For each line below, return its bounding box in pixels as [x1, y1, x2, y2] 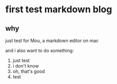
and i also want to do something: [5, 48, 74, 53]
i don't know [12, 63, 39, 69]
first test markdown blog [5, 4, 112, 15]
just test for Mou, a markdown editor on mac [5, 37, 99, 44]
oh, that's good [12, 68, 45, 74]
